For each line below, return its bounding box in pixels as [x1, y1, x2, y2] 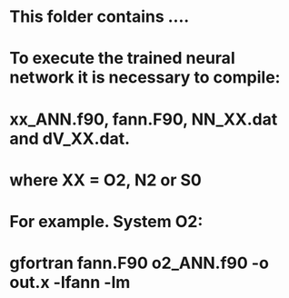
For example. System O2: [9, 211, 204, 232]
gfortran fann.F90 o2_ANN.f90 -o [9, 253, 270, 273]
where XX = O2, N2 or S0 [9, 170, 202, 190]
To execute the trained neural [9, 48, 235, 69]
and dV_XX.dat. [9, 128, 130, 149]
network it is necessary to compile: [9, 67, 281, 88]
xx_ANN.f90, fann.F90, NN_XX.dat [9, 109, 278, 129]
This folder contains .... [9, 6, 190, 27]
